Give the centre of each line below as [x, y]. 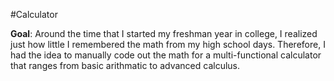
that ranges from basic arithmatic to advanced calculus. [125, 65]
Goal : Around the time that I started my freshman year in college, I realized [164, 33]
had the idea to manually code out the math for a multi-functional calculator [166, 55]
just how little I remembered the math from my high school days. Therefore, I [168, 44]
